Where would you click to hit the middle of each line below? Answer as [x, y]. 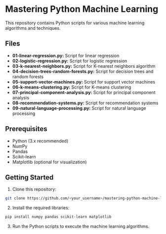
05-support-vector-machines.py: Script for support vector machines [84, 82]
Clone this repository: [34, 189]
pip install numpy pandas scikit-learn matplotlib [58, 217]
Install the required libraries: [41, 208]
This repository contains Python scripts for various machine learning [75, 23]
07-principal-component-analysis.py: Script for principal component [84, 92]
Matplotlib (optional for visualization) [50, 162]
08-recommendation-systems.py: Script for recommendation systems [85, 103]
